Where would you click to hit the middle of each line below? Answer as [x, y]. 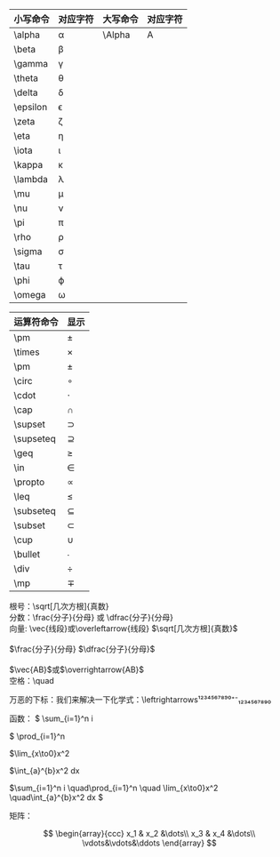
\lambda [31, 179]
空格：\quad [32, 681]
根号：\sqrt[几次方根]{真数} [59, 606]
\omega [30, 295]
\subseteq [35, 511]
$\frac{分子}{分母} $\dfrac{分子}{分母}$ [82, 649]
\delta [26, 92]
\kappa [28, 165]
